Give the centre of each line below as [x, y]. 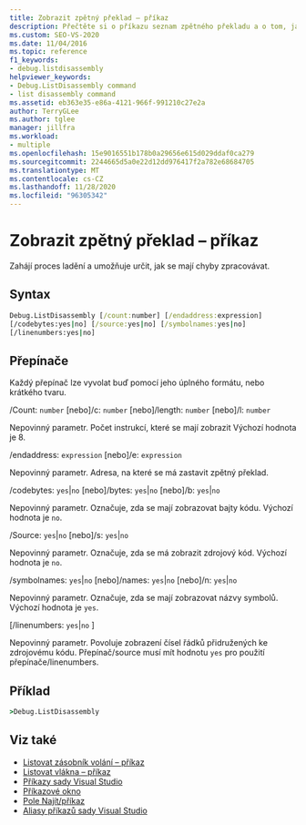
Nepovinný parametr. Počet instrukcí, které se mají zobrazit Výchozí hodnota [153, 428]
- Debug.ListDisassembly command [73, 86]
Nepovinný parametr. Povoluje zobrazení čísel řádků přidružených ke [139, 643]
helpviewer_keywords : [51, 77]
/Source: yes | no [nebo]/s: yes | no [69, 535]
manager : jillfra [42, 128]
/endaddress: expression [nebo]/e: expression [96, 455]
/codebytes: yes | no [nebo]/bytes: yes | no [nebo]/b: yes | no [115, 490]
